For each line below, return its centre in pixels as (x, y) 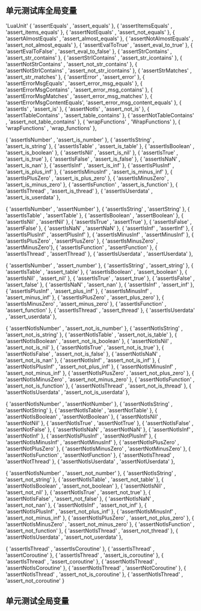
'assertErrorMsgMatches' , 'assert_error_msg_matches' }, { (79, 96)
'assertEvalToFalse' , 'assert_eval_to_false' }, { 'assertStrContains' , (89, 51)
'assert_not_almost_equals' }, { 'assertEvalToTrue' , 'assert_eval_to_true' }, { (99, 45)
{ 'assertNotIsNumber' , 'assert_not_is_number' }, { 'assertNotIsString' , (94, 328)
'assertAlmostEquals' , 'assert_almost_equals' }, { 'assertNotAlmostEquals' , (100, 39)
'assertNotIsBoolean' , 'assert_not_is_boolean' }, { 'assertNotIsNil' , (89, 341)
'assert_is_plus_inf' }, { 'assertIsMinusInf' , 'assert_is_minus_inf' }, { (89, 172)
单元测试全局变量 (37, 601)
